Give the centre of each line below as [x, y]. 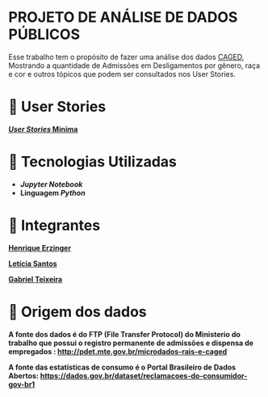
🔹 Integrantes [54, 226]
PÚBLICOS [44, 34]
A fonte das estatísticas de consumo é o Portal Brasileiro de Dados [122, 367]
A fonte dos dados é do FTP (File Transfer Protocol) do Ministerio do [124, 334]
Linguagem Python [53, 192]
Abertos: [23, 375]
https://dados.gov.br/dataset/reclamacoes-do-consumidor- [144, 375]
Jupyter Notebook [51, 184]
